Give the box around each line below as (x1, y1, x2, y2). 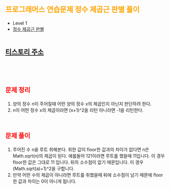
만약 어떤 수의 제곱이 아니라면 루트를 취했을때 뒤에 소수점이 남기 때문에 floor (12, 172, 163, 178)
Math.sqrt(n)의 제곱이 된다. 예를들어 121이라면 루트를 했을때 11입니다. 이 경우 (12, 152, 165, 159)
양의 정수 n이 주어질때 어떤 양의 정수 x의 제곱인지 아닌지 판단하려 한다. (12, 101, 152, 107)
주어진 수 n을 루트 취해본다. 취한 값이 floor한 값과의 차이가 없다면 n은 (12, 146, 150, 152)
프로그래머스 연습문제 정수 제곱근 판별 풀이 (5, 5, 140, 14)
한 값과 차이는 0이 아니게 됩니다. (12, 178, 77, 184)
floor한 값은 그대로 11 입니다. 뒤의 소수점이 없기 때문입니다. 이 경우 (12, 159, 144, 165)
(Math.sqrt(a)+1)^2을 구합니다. (12, 165, 75, 171)
